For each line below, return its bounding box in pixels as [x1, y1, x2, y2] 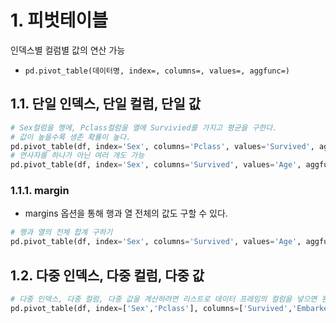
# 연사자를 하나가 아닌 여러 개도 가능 [10, 151, 145, 161]
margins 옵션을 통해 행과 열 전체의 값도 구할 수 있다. [24, 207, 228, 220]
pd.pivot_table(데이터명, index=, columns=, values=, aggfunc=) [24, 66, 290, 76]
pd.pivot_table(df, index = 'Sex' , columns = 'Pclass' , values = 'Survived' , [10, 141, 315, 151]
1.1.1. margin [10, 184, 70, 198]
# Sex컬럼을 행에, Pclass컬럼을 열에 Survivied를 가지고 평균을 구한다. [10, 122, 278, 133]
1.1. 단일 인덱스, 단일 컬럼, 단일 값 [10, 96, 202, 113]
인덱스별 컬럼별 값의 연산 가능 [10, 44, 126, 56]
